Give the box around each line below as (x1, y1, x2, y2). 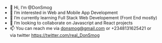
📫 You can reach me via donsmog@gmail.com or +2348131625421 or (9, 26, 152, 31)
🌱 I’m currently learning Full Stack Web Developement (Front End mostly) (9, 15, 158, 20)
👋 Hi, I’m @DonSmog (9, 5, 53, 10)
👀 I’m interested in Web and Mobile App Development (9, 10, 118, 15)
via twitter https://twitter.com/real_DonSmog (9, 32, 100, 38)
